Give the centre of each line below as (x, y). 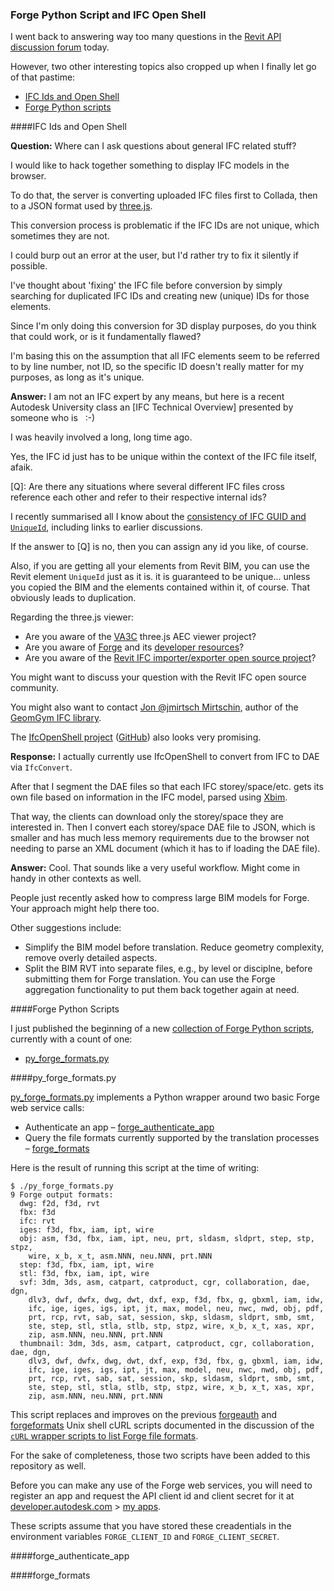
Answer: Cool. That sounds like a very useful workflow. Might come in (155, 868)
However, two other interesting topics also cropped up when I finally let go (163, 67)
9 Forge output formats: (62, 1195)
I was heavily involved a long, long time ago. (101, 437)
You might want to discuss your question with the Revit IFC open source (158, 677)
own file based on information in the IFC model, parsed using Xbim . (149, 797)
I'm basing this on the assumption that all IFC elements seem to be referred (165, 356)
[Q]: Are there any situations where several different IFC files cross (147, 487)
